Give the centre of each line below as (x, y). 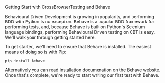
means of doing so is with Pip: (36, 52)
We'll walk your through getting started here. (50, 37)
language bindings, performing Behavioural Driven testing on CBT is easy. (80, 32)
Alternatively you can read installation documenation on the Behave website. (83, 70)
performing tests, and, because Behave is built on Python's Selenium (75, 27)
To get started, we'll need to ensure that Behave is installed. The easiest (78, 47)
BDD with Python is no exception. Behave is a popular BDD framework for (80, 22)
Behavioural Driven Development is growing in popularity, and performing (80, 16)
